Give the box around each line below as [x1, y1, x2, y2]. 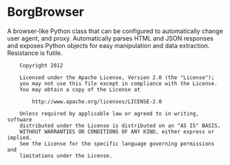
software [7, 116, 32, 123]
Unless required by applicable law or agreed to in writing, [19, 110, 199, 117]
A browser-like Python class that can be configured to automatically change [7, 27, 223, 35]
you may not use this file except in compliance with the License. [19, 80, 218, 87]
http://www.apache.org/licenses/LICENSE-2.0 [32, 98, 162, 105]
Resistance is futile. [7, 49, 63, 57]
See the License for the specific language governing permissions [19, 140, 215, 147]
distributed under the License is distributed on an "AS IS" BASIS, [19, 122, 221, 129]
